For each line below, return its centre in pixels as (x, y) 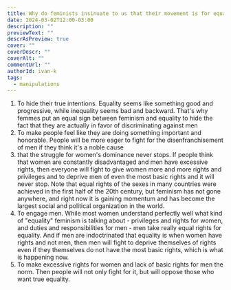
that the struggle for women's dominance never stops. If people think (115, 155)
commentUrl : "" (29, 65)
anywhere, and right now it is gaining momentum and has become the (116, 199)
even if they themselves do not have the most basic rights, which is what (120, 250)
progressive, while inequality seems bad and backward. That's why (112, 111)
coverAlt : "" (26, 59)
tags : (15, 77)
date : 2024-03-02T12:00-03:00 (51, 20)
